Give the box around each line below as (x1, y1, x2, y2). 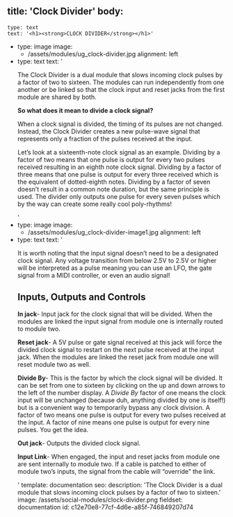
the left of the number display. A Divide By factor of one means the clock (17, 388, 226, 397)
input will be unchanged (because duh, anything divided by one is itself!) (17, 396, 226, 404)
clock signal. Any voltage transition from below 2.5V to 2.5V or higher (17, 256, 217, 264)
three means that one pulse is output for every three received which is (17, 170, 219, 178)
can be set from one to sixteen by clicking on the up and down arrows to (17, 381, 226, 389)
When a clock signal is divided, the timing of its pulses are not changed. (17, 120, 224, 128)
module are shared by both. (17, 93, 97, 101)
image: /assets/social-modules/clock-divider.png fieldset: (17, 495, 183, 504)
